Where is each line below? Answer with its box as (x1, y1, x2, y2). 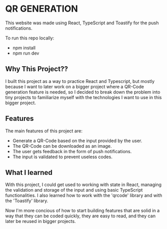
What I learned (5, 168, 53, 177)
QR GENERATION (5, 3, 78, 15)
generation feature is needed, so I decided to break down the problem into (5, 89, 160, 95)
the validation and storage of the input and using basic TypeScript (5, 187, 143, 193)
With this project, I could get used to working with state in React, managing (5, 181, 162, 188)
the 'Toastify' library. (5, 198, 49, 204)
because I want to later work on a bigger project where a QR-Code (5, 83, 144, 89)
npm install (12, 44, 36, 51)
